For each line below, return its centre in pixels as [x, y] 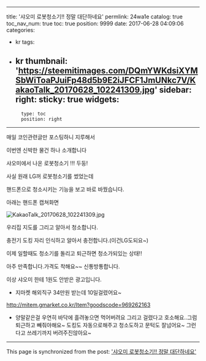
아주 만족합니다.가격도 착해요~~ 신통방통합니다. [63, 266]
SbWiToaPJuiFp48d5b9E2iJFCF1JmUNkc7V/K [105, 80]
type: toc [33, 114]
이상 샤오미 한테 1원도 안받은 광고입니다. [54, 279]
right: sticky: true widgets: [67, 100]
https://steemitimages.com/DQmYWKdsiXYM [108, 71]
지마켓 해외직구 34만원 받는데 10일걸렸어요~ [68, 292]
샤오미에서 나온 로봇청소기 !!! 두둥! [47, 163]
